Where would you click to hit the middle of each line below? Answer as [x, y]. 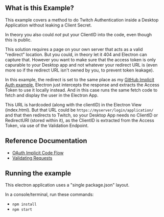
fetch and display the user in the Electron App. [52, 95]
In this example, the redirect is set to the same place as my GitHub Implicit [80, 79]
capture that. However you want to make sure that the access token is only [81, 60]
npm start [22, 210]
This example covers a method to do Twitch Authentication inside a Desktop [82, 20]
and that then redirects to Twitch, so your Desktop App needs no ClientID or [82, 115]
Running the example [38, 173]
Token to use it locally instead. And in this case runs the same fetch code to [81, 90]
